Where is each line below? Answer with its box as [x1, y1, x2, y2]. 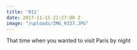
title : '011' [6, 9, 40, 15]
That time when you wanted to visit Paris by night [6, 37, 131, 45]
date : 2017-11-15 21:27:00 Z [6, 15, 81, 21]
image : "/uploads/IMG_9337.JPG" [6, 20, 89, 26]
